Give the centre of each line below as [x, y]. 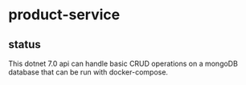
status [25, 45]
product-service [64, 15]
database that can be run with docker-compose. [88, 72]
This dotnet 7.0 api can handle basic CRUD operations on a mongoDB [123, 63]
